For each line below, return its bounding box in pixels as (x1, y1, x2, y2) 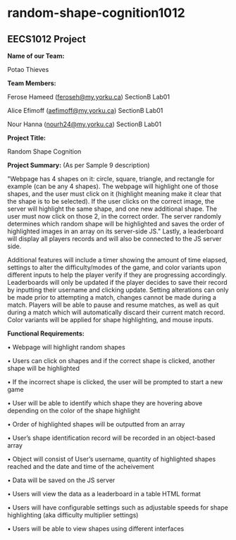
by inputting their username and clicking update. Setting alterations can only (7, 286, 229, 294)
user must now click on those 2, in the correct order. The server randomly (7, 212, 222, 220)
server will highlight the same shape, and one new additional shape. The (7, 204, 217, 213)
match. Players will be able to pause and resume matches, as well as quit (7, 301, 219, 309)
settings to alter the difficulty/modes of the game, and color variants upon (7, 263, 222, 271)
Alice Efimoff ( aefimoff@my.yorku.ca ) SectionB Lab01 (7, 106, 163, 114)
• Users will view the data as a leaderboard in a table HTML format (7, 490, 201, 498)
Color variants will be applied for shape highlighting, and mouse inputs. (7, 316, 213, 324)
